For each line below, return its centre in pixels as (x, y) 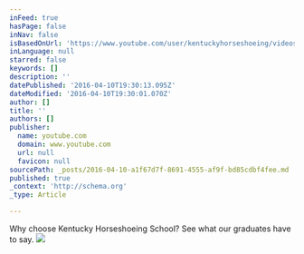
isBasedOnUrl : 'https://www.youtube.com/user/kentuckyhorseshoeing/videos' (155, 43)
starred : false (38, 60)
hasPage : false (38, 26)
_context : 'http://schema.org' (68, 187)
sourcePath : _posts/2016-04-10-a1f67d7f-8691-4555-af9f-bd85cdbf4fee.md (149, 170)
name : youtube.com (52, 136)
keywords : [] (34, 69)
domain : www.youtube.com (64, 144)
